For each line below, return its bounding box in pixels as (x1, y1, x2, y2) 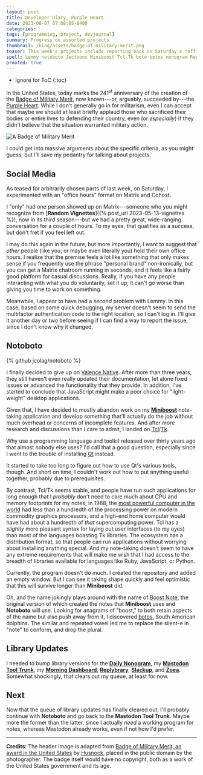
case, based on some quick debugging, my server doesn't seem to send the (6, 304, 196, 311)
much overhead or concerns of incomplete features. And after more (6, 419, 175, 426)
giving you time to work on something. (6, 286, 102, 293)
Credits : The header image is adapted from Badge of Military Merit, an (6, 743, 182, 750)
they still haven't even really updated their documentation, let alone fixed (6, 375, 187, 382)
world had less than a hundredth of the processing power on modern (6, 506, 178, 513)
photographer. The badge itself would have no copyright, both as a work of (6, 756, 193, 763)
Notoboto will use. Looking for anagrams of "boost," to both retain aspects (6, 606, 192, 614)
